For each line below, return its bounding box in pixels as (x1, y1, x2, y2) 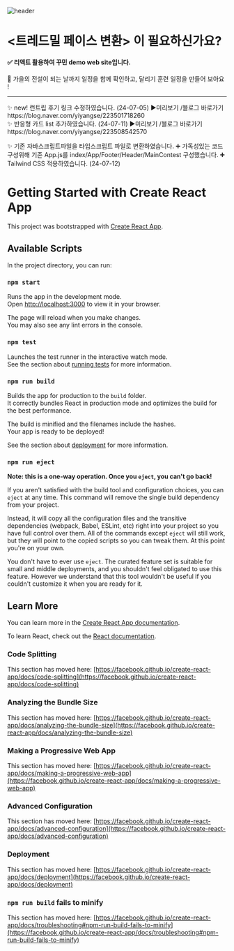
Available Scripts (7, 242, 82, 254)
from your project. (7, 501, 59, 509)
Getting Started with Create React (7, 184, 207, 200)
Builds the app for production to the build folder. (7, 392, 147, 400)
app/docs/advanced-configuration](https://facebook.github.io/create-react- (7, 825, 226, 833)
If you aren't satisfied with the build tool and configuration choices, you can (7, 486, 224, 494)
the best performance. (7, 406, 72, 415)
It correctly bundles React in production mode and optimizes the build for (7, 399, 217, 408)
